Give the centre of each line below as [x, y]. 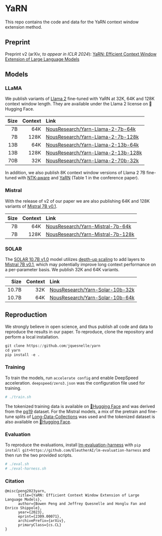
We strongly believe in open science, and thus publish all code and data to [79, 326]
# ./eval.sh [17, 464]
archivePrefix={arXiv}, [42, 520]
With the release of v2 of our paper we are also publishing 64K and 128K [77, 201]
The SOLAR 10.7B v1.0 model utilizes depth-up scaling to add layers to [75, 260]
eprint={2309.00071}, [40, 516]
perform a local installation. [32, 337]
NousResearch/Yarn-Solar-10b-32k [92, 290]
